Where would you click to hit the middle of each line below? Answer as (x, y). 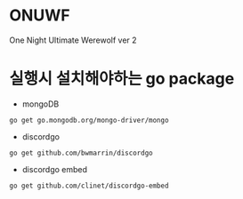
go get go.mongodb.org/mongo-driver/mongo (89, 120)
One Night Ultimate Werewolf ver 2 (73, 40)
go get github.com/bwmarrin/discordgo (81, 153)
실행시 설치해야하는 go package (122, 79)
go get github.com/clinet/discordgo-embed (89, 186)
